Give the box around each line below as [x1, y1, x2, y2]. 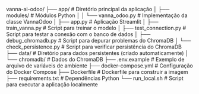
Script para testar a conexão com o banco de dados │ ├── [6, 31, 151, 38]
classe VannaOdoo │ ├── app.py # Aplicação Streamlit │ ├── [6, 18, 159, 25]
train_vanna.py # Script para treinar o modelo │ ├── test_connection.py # [6, 24, 187, 31]
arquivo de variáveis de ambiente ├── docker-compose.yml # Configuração [6, 62, 193, 69]
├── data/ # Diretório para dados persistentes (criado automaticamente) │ [6, 50, 189, 56]
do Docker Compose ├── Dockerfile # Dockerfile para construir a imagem [6, 69, 188, 75]
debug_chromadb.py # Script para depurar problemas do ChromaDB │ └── [6, 37, 191, 44]
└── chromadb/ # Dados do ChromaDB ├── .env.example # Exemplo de [6, 56, 185, 63]
